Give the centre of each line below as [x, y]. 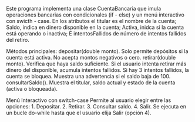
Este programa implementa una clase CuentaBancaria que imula [84, 9]
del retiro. [18, 40]
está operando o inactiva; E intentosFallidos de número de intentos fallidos [96, 34]
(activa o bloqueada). [32, 89]
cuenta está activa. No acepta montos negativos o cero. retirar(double [91, 57]
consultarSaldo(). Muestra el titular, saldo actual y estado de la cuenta [91, 83]
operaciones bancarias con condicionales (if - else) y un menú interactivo [95, 15]
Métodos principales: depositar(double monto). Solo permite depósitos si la [97, 51]
